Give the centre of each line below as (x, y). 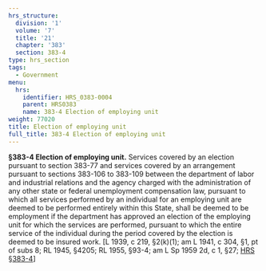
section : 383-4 (41, 53)
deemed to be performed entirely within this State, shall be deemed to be (129, 207)
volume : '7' (36, 30)
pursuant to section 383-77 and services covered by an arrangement (122, 165)
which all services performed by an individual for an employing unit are (125, 199)
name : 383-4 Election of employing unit (91, 112)
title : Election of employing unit (67, 127)
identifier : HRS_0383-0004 (67, 97)
